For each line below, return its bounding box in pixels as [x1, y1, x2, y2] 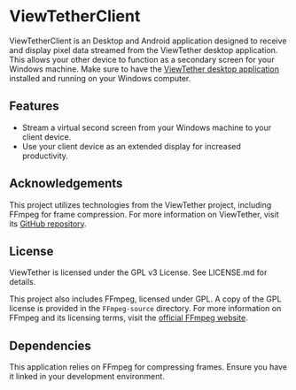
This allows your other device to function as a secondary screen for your [9, 54, 275, 65]
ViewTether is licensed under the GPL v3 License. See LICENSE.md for [9, 267, 268, 278]
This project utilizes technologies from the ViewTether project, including [9, 199, 272, 210]
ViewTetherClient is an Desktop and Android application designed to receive [9, 35, 287, 46]
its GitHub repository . [9, 218, 87, 229]
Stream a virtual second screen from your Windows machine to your [21, 122, 272, 133]
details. [9, 277, 36, 287]
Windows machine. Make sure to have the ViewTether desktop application [9, 64, 279, 74]
